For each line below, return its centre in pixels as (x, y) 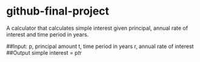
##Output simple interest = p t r (44, 52)
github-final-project (58, 11)
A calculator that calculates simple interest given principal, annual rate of (97, 28)
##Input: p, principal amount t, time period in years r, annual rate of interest (100, 46)
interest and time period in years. (48, 34)
